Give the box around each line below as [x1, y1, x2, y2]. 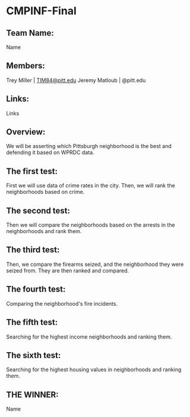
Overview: [6, 127, 46, 137]
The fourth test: [6, 284, 66, 294]
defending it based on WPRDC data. [6, 149, 94, 156]
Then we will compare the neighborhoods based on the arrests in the [6, 221, 175, 228]
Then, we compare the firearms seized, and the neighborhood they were [6, 261, 184, 268]
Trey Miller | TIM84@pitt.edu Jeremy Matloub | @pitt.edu [6, 76, 146, 84]
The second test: [6, 205, 70, 215]
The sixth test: [6, 350, 61, 360]
